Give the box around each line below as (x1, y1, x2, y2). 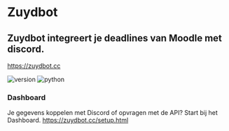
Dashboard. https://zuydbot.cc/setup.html (7, 116, 129, 125)
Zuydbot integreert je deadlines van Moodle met (7, 32, 222, 44)
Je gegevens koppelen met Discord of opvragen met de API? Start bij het (7, 109, 218, 117)
